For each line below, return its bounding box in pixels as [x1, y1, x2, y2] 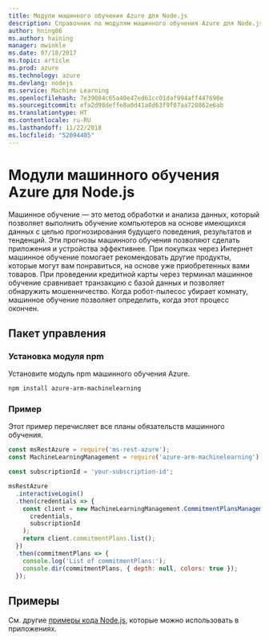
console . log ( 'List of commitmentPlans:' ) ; [22, 557, 167, 565]
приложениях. [8, 624, 58, 634]
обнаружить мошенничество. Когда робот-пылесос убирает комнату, [8, 286, 248, 296]
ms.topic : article [8, 57, 70, 65]
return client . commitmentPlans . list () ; [22, 535, 156, 543]
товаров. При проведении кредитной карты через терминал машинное [8, 269, 254, 279]
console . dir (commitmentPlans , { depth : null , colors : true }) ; [22, 564, 239, 573]
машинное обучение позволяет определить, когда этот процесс [8, 295, 230, 304]
